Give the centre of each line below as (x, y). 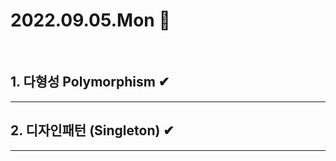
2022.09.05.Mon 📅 (90, 20)
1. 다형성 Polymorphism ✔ (90, 82)
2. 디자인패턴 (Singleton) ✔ (92, 130)
